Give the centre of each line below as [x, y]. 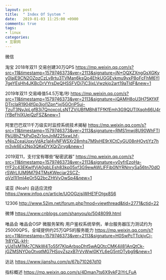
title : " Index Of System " [35, 14]
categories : [17, 38]
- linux [13, 33]
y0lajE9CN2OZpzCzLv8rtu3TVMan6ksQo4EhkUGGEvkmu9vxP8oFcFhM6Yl [83, 78]
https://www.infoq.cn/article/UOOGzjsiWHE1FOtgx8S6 [61, 193]
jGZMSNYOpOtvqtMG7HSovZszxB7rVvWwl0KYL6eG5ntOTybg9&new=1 [79, 251]
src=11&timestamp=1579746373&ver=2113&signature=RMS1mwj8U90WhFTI [83, 130]
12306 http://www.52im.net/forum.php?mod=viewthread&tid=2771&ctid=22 [82, 203]
